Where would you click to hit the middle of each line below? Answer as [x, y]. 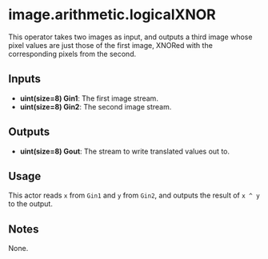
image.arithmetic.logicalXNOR [112, 15]
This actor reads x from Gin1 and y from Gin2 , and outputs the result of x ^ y [134, 195]
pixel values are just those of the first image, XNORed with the [111, 45]
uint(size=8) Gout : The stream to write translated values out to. [125, 151]
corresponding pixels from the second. [72, 54]
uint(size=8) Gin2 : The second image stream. [96, 106]
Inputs [25, 79]
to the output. [31, 204]
